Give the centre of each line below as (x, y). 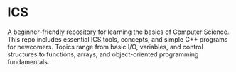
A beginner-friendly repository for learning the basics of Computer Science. (118, 32)
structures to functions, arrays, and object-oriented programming (103, 54)
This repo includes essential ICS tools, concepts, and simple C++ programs (118, 39)
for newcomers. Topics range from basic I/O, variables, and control (106, 47)
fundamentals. (28, 61)
